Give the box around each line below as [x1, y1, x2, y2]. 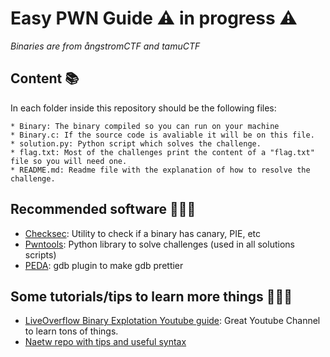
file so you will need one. [10, 156, 128, 166]
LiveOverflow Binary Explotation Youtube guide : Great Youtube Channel [24, 315, 321, 327]
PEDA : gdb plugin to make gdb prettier [24, 259, 184, 271]
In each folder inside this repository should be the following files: [10, 102, 277, 114]
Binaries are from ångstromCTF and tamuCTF [10, 40, 201, 52]
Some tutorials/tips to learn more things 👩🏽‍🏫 [10, 288, 293, 305]
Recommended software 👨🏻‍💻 [10, 201, 197, 218]
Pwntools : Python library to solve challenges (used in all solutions [24, 238, 295, 250]
